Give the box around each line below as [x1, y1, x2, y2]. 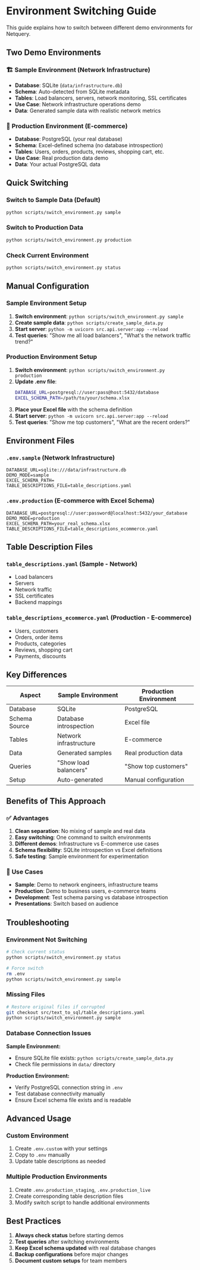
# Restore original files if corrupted [6, 1003, 105, 1010]
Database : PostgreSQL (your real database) [14, 135, 123, 143]
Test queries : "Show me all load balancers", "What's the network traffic [14, 332, 191, 339]
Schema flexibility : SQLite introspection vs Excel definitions [14, 847, 162, 854]
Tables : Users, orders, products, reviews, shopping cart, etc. [14, 148, 165, 155]
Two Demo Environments [6, 48, 101, 58]
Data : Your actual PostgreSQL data [14, 160, 101, 168]
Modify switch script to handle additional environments [14, 1198, 150, 1206]
